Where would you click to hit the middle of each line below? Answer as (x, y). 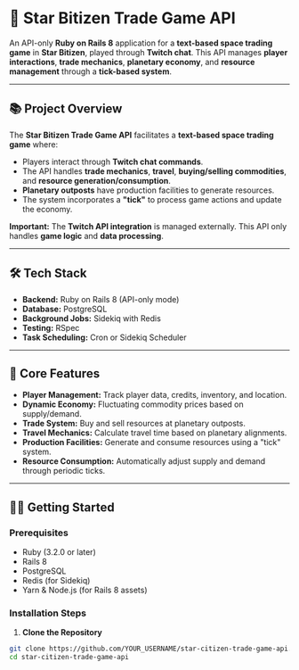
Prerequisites (39, 533)
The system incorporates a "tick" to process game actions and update (152, 199)
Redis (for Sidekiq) (56, 581)
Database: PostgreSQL (65, 309)
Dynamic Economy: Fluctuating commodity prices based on (133, 404)
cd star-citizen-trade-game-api (69, 658)
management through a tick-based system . (90, 71)
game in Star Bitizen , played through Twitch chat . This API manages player (149, 52)
